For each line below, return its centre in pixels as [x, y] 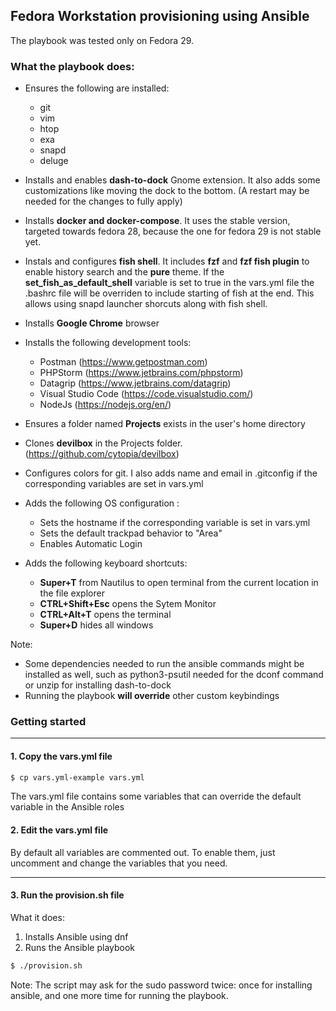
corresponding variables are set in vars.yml [114, 484]
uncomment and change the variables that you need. [119, 863]
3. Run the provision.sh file [67, 895]
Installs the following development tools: [108, 343]
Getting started [48, 722]
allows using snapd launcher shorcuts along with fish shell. [146, 304]
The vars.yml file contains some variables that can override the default [156, 796]
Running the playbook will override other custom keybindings [152, 696]
